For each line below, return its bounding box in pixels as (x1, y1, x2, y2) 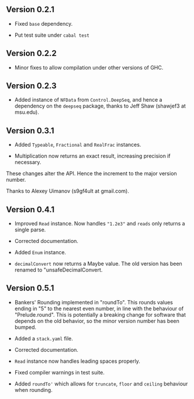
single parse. (14, 226, 46, 233)
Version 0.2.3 (6, 81, 57, 91)
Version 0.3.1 (6, 126, 54, 136)
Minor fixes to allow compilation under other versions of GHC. (14, 64, 164, 71)
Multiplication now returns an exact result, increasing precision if (14, 152, 171, 159)
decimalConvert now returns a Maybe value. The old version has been (14, 260, 182, 268)
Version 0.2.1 (6, 5, 54, 15)
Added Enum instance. (14, 249, 66, 256)
